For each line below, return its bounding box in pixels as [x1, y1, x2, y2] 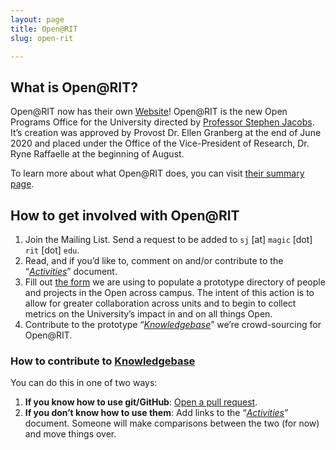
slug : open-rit [10, 33, 74, 43]
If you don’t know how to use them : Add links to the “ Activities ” [24, 407, 289, 419]
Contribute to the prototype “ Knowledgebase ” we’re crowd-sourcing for [24, 319, 322, 330]
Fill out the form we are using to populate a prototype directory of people [24, 276, 326, 288]
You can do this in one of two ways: [10, 377, 158, 389]
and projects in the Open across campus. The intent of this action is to [24, 287, 315, 298]
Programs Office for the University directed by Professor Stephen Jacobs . [10, 116, 315, 128]
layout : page [10, 14, 65, 25]
